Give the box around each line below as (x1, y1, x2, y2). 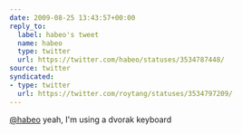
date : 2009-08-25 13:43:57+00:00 (9, 13, 136, 23)
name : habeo (17, 38, 63, 48)
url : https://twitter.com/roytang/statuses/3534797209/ (17, 89, 233, 98)
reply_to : (9, 22, 47, 31)
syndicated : (9, 72, 54, 81)
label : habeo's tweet (17, 30, 100, 39)
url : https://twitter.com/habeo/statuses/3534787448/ (17, 55, 225, 64)
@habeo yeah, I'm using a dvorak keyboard (9, 114, 172, 125)
